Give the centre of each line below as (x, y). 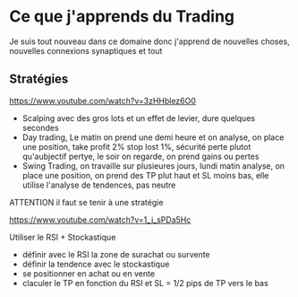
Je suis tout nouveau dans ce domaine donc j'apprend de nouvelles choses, (150, 41)
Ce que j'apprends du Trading (122, 17)
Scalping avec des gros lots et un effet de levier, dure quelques (139, 118)
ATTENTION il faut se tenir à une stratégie (86, 202)
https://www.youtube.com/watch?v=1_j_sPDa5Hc (100, 219)
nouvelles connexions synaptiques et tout (86, 50)
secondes (41, 127)
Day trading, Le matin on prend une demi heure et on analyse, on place (153, 137)
